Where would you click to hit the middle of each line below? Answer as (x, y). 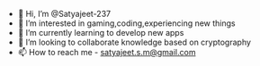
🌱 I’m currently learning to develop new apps (101, 33)
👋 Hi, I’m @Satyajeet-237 (64, 14)
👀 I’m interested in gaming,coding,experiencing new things (126, 23)
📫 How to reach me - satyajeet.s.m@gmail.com (107, 52)
